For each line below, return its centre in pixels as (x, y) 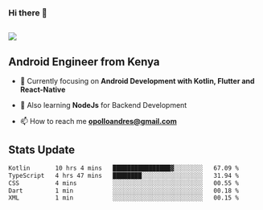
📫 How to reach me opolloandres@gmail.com (98, 121)
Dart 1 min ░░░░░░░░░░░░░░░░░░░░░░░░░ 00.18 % (124, 191)
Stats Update (42, 149)
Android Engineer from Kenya (84, 62)
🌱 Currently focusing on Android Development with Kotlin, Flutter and (137, 81)
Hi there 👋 (28, 13)
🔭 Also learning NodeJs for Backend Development (103, 105)
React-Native (43, 90)
